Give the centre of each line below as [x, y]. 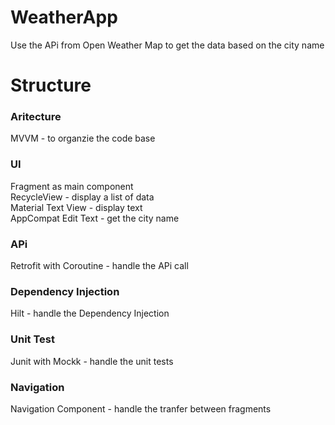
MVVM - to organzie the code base [83, 138]
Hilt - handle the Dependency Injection [90, 313]
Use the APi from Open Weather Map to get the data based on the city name [167, 45]
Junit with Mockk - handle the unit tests [92, 361]
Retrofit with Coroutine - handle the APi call [99, 266]
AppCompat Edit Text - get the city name [95, 218]
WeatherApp [64, 17]
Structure [51, 85]
